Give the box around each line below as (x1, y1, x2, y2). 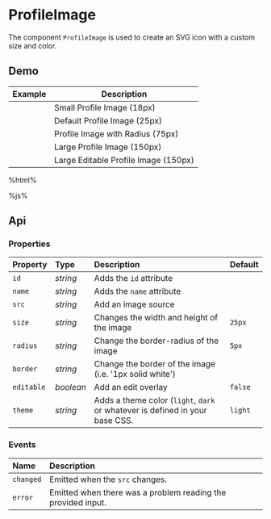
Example (12, 88, 47, 99)
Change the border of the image (94, 358, 216, 370)
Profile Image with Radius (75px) (53, 128, 179, 139)
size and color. (8, 40, 57, 50)
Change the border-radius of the (94, 335, 219, 346)
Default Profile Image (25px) (53, 115, 163, 126)
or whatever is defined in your (94, 405, 207, 416)
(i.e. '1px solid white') (94, 369, 176, 380)
